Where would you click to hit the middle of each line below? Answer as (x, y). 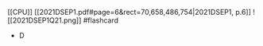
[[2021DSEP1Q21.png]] (44, 20)
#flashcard (101, 20)
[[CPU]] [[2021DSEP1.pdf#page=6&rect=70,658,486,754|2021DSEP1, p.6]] (130, 12)
